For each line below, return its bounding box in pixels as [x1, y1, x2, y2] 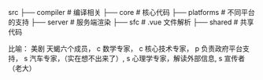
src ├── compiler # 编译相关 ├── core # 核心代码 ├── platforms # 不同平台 [8, 8, 255, 16]
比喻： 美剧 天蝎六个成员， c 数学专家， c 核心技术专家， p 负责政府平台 [8, 44, 243, 53]
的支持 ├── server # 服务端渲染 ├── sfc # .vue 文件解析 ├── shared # [8, 17, 239, 27]
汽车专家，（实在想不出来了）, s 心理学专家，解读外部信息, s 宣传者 [29, 54, 246, 63]
